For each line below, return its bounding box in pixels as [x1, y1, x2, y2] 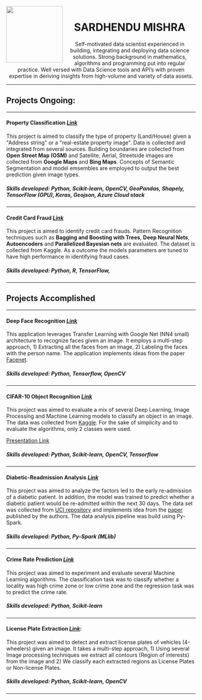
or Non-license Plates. [6, 664, 62, 671]
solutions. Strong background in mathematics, [73, 53, 187, 60]
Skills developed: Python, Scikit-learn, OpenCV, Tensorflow [6, 451, 159, 458]
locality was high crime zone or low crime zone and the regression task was [6, 582, 194, 589]
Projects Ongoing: [6, 96, 76, 106]
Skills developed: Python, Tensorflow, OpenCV [6, 370, 126, 377]
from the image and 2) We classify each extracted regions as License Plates [6, 657, 195, 664]
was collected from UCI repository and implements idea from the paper [6, 506, 183, 513]
